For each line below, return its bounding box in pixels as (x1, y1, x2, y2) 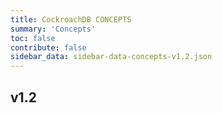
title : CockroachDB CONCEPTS (10, 14, 132, 25)
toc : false (10, 33, 56, 43)
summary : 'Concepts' (10, 24, 97, 34)
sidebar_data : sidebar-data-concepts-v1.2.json (10, 52, 213, 62)
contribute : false (10, 42, 87, 53)
